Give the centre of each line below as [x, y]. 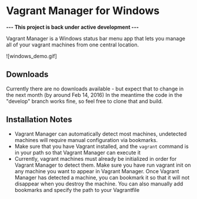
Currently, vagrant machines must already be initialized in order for [96, 158]
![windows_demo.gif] [31, 56]
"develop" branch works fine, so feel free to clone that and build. [85, 101]
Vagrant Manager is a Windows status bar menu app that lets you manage [96, 38]
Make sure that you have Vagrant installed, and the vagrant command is [102, 146]
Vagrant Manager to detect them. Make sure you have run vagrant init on [103, 165]
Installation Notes [39, 119]
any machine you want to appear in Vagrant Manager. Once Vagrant [97, 171]
